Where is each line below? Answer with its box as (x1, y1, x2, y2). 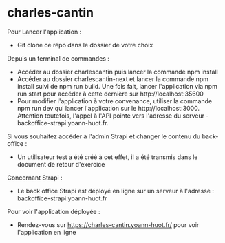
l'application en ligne (17, 228, 76, 236)
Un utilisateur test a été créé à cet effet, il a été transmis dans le (17, 153, 198, 161)
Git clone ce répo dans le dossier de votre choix (17, 41, 153, 49)
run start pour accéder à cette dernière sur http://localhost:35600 (17, 89, 204, 98)
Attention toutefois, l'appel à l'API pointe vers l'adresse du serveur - (17, 112, 209, 120)
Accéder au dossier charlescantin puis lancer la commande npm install (17, 67, 218, 76)
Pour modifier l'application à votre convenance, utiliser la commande (17, 96, 213, 105)
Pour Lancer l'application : (7, 28, 82, 36)
